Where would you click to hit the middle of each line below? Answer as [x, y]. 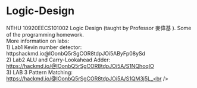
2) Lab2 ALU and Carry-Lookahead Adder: [58, 60]
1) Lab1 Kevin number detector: [44, 47]
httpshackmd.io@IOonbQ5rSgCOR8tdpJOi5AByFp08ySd [76, 53]
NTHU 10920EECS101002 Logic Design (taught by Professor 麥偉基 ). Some [99, 28]
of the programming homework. [45, 34]
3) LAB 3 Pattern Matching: [40, 72]
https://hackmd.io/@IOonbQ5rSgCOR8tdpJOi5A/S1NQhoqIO [80, 66]
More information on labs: [38, 41]
